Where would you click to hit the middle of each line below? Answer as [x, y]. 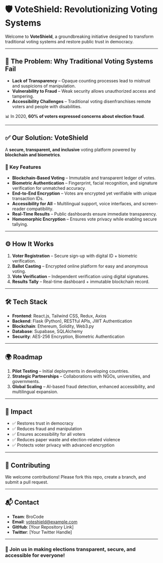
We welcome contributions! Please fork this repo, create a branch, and [76, 477]
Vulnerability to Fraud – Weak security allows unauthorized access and [84, 91]
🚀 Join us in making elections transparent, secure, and [70, 549]
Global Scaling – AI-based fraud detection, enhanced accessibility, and [83, 387]
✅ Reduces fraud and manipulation [47, 429]
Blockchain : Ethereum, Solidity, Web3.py [53, 326]
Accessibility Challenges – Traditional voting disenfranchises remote [81, 101]
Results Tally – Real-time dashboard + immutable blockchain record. [81, 281]
